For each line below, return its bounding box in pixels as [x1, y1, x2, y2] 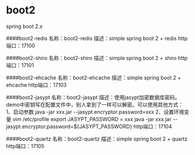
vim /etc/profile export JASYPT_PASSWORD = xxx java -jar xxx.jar [12, 115, 172, 122]
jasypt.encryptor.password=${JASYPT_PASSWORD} [6, 123, 133, 130]
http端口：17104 [133, 123, 172, 130]
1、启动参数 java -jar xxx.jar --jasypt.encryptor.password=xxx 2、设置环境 [6, 108, 184, 115]
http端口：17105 [6, 142, 45, 149]
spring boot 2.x [6, 23, 43, 30]
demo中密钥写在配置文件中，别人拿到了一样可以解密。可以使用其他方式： [6, 101, 184, 108]
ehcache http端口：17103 [6, 81, 67, 88]
